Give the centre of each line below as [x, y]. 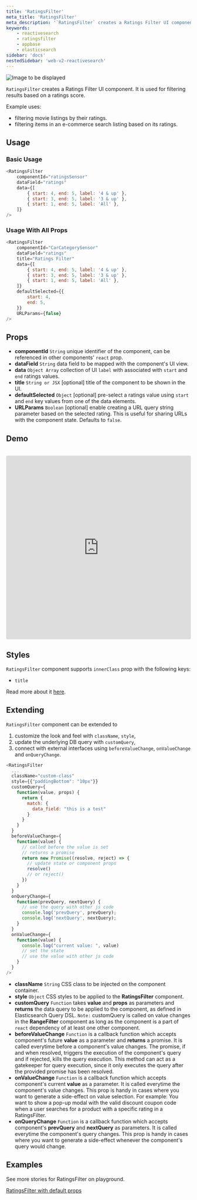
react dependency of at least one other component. [77, 1028]
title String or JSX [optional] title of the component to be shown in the [100, 383]
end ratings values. [37, 376]
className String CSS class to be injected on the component [90, 984]
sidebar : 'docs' [26, 55]
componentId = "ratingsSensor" [52, 177]
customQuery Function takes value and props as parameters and [94, 1003]
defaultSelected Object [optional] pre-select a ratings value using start [101, 395]
